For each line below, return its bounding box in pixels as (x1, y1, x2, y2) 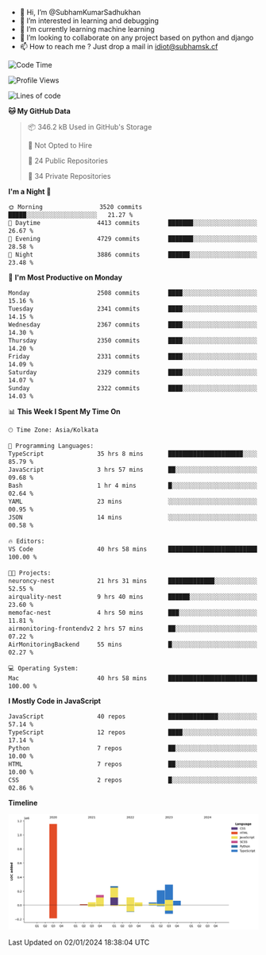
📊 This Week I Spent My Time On (8, 407, 121, 416)
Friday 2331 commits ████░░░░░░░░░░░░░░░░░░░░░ (8, 353, 258, 361)
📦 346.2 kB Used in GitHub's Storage (27, 122, 152, 131)
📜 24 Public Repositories (27, 156, 109, 165)
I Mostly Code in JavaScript (8, 696, 102, 706)
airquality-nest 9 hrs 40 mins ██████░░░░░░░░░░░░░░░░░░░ (8, 593, 258, 601)
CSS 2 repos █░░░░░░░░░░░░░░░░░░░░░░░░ (8, 776, 258, 784)
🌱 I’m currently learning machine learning (19, 25, 155, 33)
